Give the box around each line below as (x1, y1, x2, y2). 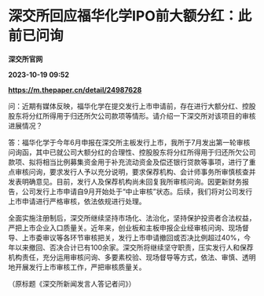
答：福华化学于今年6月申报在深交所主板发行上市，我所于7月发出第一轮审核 (8, 137, 251, 147)
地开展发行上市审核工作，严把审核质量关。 (8, 262, 146, 272)
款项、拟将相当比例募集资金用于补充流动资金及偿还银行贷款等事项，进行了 (8, 157, 249, 166)
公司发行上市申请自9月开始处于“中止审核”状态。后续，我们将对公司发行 (21, 186, 253, 196)
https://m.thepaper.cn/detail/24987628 (8, 85, 142, 94)
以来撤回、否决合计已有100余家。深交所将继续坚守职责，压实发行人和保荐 (14, 243, 254, 252)
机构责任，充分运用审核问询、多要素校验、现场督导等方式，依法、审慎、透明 (8, 252, 256, 261)
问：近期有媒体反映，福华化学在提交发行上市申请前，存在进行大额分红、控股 (8, 101, 256, 111)
